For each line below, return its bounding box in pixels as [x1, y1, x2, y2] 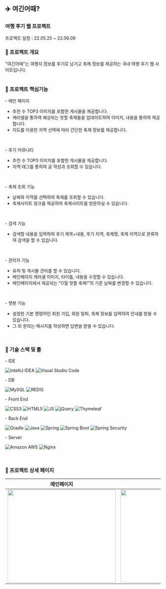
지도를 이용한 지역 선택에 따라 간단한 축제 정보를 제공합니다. [12, 127, 127, 133]
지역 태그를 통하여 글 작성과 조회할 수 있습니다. [12, 164, 102, 169]
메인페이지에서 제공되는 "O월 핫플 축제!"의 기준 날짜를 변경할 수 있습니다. [12, 280, 153, 286]
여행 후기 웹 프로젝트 [5, 23, 51, 30]
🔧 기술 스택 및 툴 [5, 346, 41, 353]
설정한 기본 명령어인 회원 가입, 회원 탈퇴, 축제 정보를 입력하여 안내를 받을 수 [12, 311, 157, 317]
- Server [5, 434, 22, 440]
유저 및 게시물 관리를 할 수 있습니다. [12, 268, 81, 274]
